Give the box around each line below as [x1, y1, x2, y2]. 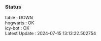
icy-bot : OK [5, 25, 30, 31]
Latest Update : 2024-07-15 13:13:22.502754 [5, 31, 96, 37]
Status [5, 3, 21, 10]
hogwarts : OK [5, 20, 34, 26]
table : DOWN [5, 15, 33, 21]
